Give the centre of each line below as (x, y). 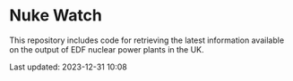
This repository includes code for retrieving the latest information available (147, 40)
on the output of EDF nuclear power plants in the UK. (107, 49)
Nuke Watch (56, 16)
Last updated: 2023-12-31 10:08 (68, 67)
